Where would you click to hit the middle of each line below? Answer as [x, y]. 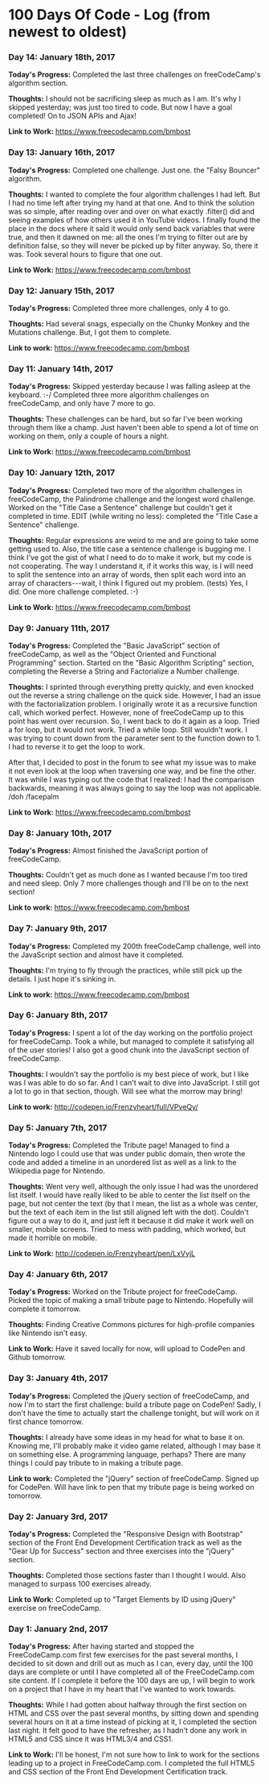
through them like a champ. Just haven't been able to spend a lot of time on [133, 428]
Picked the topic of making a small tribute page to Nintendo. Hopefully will [131, 1301]
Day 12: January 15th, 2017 [61, 290]
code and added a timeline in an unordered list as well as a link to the [122, 1163]
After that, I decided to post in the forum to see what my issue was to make [132, 762]
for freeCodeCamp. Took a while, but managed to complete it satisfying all [131, 1041]
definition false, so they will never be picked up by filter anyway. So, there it [133, 245]
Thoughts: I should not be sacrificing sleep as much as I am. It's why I [124, 99]
